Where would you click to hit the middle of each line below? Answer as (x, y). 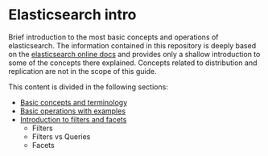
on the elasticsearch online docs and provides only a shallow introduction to (134, 54)
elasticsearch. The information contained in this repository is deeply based (132, 45)
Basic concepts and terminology (73, 102)
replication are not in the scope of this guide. (82, 71)
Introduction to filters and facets (73, 119)
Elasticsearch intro (72, 15)
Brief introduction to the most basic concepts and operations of (113, 37)
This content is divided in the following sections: (89, 87)
